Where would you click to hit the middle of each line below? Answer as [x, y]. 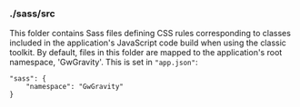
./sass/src [33, 14]
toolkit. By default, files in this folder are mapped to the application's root [146, 53]
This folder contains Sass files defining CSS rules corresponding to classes [150, 34]
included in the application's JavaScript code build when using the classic [148, 43]
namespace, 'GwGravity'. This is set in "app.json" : [104, 63]
